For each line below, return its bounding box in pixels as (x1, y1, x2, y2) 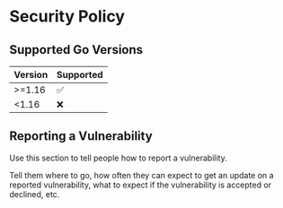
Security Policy (9, 6, 126, 27)
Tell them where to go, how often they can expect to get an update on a (9, 169, 274, 180)
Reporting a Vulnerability (9, 128, 153, 144)
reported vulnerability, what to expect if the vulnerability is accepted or (9, 179, 272, 190)
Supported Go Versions (9, 42, 144, 57)
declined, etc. (9, 188, 60, 199)
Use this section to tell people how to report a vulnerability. (9, 152, 227, 163)
